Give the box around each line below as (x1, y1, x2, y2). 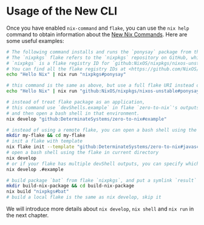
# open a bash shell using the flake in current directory (6, 150, 159, 156)
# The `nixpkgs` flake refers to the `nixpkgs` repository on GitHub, (6, 55, 189, 61)
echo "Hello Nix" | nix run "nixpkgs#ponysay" (6, 72, 126, 78)
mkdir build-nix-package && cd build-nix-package (6, 183, 135, 189)
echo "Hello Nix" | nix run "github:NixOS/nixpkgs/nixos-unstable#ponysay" (6, 88, 202, 95)
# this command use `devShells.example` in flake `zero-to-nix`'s (6, 104, 178, 110)
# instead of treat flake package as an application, (6, 99, 146, 106)
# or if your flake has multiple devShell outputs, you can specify (6, 161, 183, 167)
